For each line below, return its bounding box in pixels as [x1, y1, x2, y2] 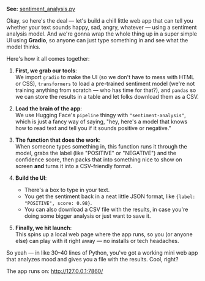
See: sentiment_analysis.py [6, 6, 75, 12]
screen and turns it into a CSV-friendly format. [15, 163, 133, 169]
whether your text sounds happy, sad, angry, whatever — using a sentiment [6, 24, 197, 31]
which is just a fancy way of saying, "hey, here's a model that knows [15, 118, 188, 125]
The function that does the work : [15, 136, 101, 144]
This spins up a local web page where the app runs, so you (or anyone [15, 231, 193, 238]
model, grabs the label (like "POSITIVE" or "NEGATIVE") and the [15, 150, 176, 156]
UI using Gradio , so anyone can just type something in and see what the [6, 37, 188, 44]
